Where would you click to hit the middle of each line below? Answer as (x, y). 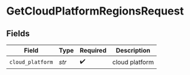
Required (93, 51)
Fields (18, 34)
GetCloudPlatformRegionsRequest (95, 11)
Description (133, 51)
